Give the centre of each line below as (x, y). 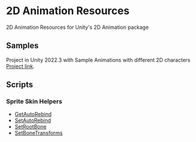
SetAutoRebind (33, 120)
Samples (23, 46)
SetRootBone (31, 127)
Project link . (21, 66)
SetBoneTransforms (38, 133)
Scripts (20, 85)
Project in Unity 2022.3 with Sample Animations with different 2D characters (98, 60)
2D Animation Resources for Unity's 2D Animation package (77, 27)
